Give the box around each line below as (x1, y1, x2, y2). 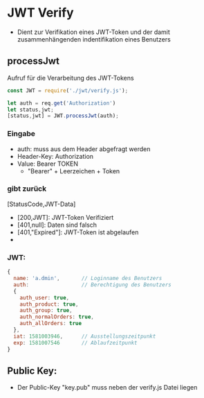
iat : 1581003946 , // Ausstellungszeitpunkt (13, 333, 156, 340)
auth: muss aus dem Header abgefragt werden (17, 144, 151, 153)
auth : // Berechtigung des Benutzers (13, 281, 171, 288)
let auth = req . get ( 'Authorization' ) (7, 99, 116, 107)
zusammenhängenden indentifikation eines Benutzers (17, 35, 171, 43)
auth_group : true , (19, 307, 73, 314)
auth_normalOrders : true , (19, 313, 95, 320)
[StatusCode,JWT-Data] (7, 200, 76, 208)
